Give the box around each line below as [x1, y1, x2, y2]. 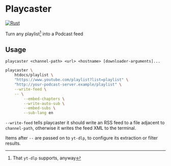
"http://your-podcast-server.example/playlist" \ [14, 82, 122, 87]
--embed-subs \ [23, 105, 56, 111]
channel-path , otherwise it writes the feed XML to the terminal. [5, 125, 136, 131]
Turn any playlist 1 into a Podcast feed [5, 30, 83, 37]
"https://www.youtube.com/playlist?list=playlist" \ [14, 77, 129, 82]
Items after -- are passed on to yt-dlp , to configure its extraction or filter [5, 135, 158, 141]
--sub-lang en [23, 110, 53, 116]
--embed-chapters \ [23, 96, 65, 101]
